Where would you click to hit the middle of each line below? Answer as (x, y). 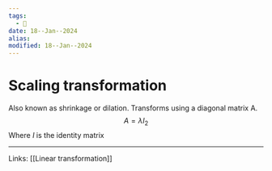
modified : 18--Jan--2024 (50, 46)
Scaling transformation (88, 86)
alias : (19, 38)
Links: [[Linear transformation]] (60, 158)
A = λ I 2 (136, 122)
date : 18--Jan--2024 (43, 31)
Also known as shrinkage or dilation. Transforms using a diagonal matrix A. (133, 108)
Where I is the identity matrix (56, 135)
